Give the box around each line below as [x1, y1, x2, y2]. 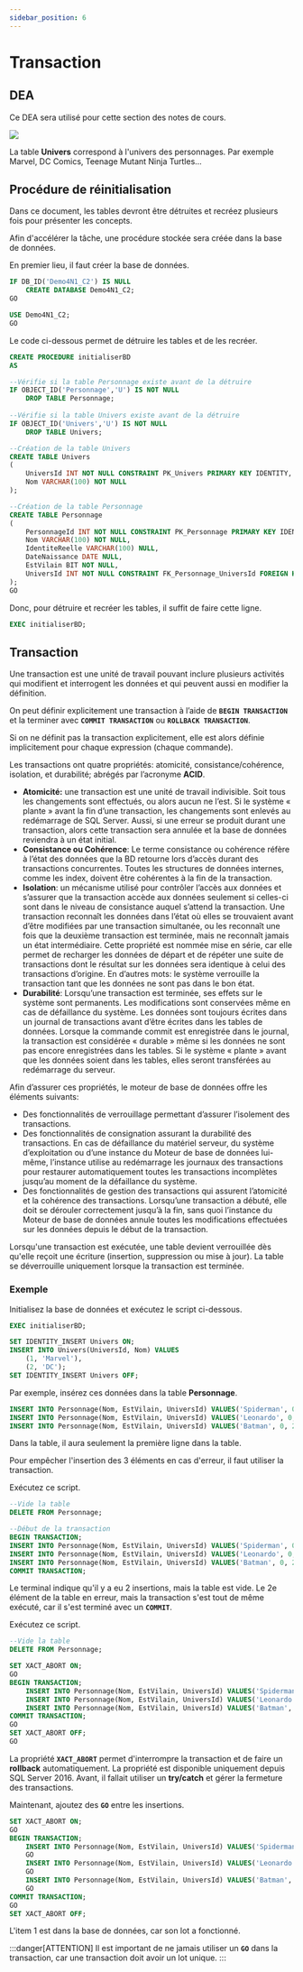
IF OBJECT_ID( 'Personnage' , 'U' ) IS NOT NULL [9, 385, 179, 395]
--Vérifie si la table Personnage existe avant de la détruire [9, 377, 252, 386]
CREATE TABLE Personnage [9, 511, 103, 520]
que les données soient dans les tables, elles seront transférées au [22, 1055, 271, 1065]
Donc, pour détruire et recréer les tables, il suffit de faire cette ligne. [9, 602, 262, 613]
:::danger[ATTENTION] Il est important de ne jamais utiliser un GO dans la [9, 1943, 279, 1954]
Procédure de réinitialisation [9, 182, 172, 198]
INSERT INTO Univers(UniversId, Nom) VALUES [9, 1346, 179, 1355]
